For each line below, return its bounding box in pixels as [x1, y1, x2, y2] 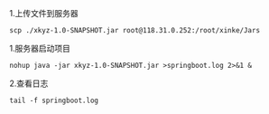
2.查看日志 [9, 78, 49, 89]
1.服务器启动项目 [9, 43, 70, 53]
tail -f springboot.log [9, 96, 99, 105]
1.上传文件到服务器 [9, 8, 79, 18]
